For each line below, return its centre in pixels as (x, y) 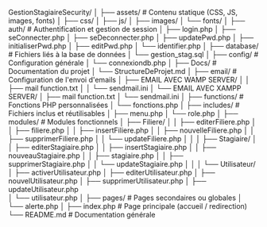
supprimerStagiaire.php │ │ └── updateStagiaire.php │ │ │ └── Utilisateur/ (132, 164)
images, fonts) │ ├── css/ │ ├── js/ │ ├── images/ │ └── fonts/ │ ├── (127, 21)
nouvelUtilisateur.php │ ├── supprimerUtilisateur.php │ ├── (107, 181)
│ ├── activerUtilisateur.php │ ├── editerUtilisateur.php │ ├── (112, 172)
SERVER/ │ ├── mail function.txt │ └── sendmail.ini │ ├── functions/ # (126, 96)
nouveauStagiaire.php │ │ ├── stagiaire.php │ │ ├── (96, 156)
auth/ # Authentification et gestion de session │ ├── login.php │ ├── (122, 29)
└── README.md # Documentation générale (82, 215)
